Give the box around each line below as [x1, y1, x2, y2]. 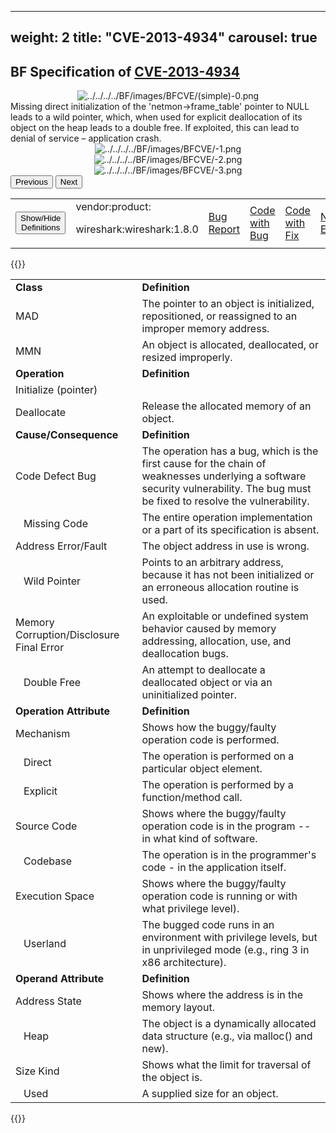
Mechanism [15, 727, 71, 741]
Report [208, 222, 241, 236]
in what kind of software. [141, 832, 258, 846]
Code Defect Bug [15, 469, 97, 483]
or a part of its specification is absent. [141, 523, 320, 537]
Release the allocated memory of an [141, 399, 312, 413]
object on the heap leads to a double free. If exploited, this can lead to [10, 122, 300, 134]
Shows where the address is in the [141, 988, 304, 1002]
